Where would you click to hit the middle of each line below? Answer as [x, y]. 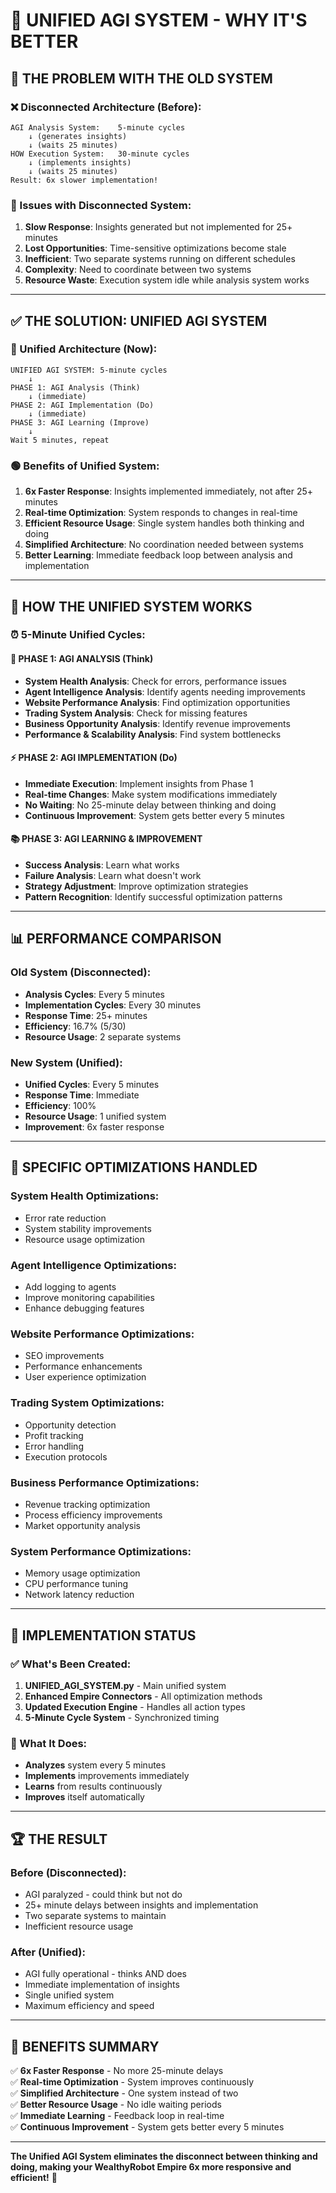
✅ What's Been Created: [71, 1664]
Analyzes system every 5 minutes [95, 1765]
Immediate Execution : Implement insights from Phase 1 [139, 783]
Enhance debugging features [84, 1308]
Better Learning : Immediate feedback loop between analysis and [158, 555]
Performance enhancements [83, 1366]
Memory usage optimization [82, 1573]
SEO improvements [64, 1356]
